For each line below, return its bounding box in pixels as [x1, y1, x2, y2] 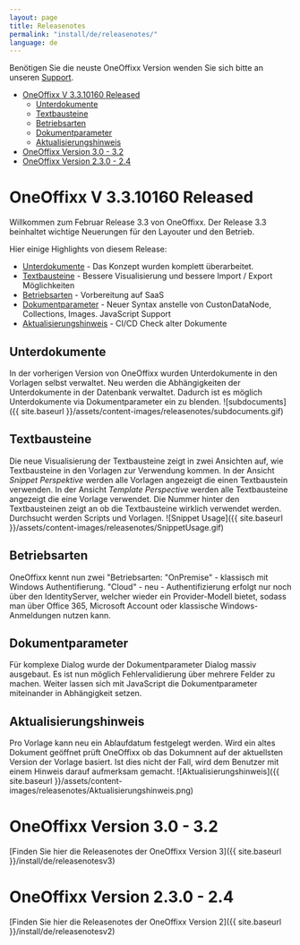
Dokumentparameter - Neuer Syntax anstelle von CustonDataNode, [21, 299, 271, 310]
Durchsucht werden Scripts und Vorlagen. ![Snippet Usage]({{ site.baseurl [9, 512, 284, 524]
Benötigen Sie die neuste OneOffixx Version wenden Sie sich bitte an [9, 63, 264, 73]
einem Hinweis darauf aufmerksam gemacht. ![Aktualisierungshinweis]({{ [9, 766, 280, 777]
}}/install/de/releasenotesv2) [9, 926, 116, 937]
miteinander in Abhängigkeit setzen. [9, 688, 142, 699]
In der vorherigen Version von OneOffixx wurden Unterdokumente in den [9, 368, 278, 379]
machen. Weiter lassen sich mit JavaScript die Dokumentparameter [9, 678, 258, 689]
